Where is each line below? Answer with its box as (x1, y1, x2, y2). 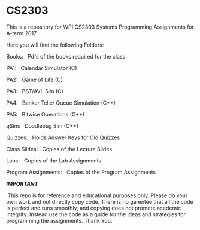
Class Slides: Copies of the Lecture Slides (6, 145, 113, 152)
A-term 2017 (6, 29, 37, 36)
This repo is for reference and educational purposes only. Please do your (7, 192, 188, 199)
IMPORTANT (6, 180, 38, 187)
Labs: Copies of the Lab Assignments (6, 157, 102, 164)
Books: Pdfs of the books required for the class (6, 53, 126, 60)
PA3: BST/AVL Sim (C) (6, 87, 64, 94)
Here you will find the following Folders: (6, 41, 104, 48)
